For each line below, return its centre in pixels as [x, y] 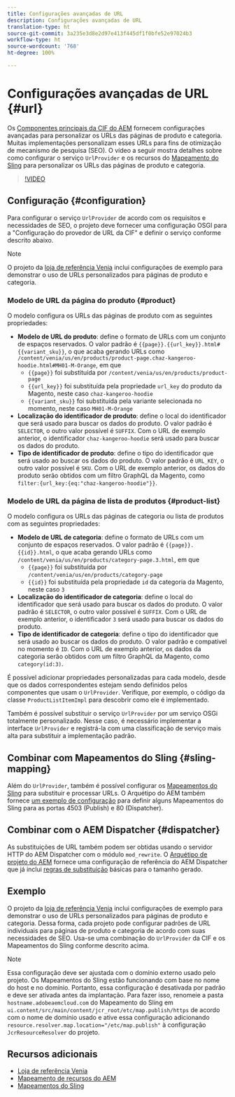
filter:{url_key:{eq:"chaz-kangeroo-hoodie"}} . [87, 483]
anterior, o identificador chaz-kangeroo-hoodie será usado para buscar [118, 438]
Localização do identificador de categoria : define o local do [105, 597]
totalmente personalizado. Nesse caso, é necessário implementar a [104, 721]
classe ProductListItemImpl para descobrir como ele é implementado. [108, 700]
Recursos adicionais [52, 1055]
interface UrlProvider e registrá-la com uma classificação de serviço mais [114, 728]
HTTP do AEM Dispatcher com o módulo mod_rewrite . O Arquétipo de [107, 854]
